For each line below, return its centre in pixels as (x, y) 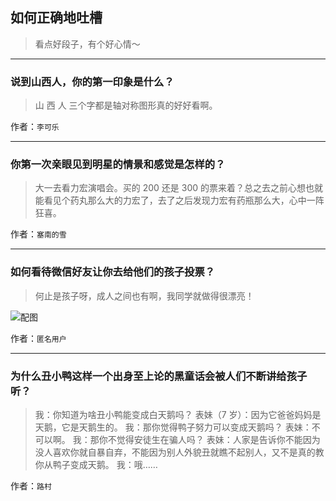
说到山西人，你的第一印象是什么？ (92, 81)
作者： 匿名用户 (38, 338)
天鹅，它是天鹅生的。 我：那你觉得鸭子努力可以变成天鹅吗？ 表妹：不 (177, 427)
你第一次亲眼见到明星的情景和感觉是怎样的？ (118, 165)
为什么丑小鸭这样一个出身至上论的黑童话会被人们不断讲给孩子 (159, 376)
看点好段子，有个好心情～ (87, 44)
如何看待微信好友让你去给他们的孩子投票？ (113, 272)
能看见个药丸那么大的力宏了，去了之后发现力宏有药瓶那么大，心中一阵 (179, 200)
